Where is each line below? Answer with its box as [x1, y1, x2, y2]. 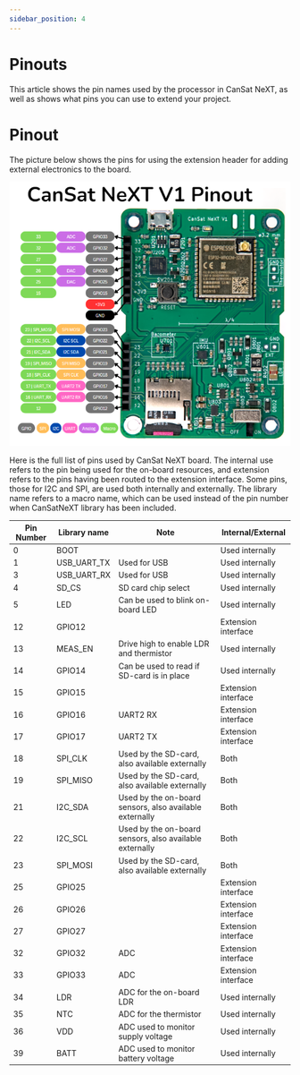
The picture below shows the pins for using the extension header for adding [9, 154, 288, 165]
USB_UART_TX [56, 558, 111, 568]
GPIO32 [56, 948, 87, 959]
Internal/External [221, 527, 286, 538]
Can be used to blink [118, 594, 195, 605]
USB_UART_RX [56, 569, 112, 581]
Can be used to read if [118, 661, 200, 671]
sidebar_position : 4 [9, 14, 87, 23]
